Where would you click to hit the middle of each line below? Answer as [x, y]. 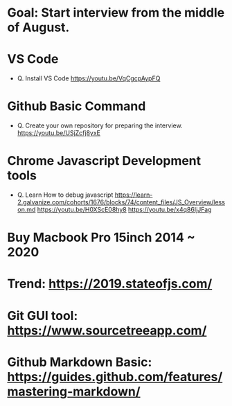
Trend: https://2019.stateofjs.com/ [110, 284]
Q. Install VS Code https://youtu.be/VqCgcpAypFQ [89, 78]
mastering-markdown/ [74, 391]
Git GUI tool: [43, 316]
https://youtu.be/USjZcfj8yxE [59, 133]
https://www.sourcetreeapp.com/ [107, 330]
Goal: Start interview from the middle [116, 13]
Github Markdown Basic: [80, 362]
